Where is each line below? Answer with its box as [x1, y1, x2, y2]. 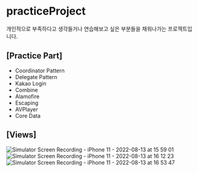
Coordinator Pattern [15, 67, 65, 74]
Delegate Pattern [15, 73, 58, 80]
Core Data [15, 112, 41, 119]
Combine [15, 86, 38, 94]
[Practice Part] [6, 50, 62, 61]
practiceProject [6, 4, 86, 18]
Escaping [15, 99, 39, 106]
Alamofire [15, 92, 40, 100]
